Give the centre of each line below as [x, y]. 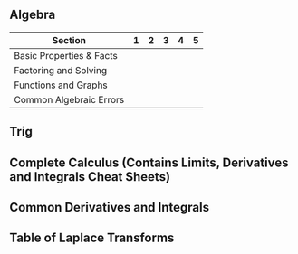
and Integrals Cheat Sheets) [90, 177]
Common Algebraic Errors [69, 99]
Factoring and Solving [60, 70]
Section [69, 40]
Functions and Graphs [61, 85]
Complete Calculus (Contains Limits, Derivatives [149, 162]
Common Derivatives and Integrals [110, 207]
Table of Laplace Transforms [92, 238]
